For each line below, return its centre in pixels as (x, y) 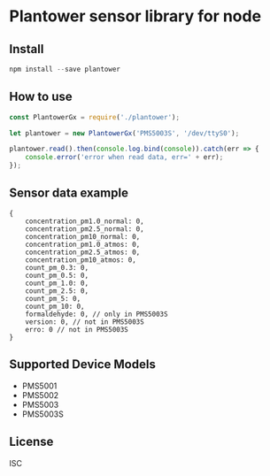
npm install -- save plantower (65, 69)
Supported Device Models (83, 365)
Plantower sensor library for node (135, 16)
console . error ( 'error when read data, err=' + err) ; (124, 157)
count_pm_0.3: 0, (57, 267)
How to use (41, 97)
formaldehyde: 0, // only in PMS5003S (96, 314)
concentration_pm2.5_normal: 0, (85, 229)
